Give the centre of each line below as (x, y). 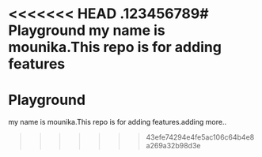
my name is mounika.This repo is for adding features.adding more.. (118, 122)
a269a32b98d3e (173, 146)
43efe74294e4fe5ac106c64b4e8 (200, 137)
